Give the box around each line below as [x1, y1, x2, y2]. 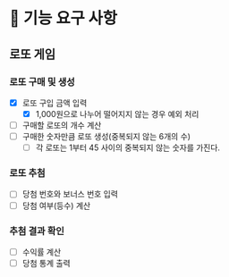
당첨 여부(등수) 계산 [21, 200, 91, 211]
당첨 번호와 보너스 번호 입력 [21, 189, 119, 199]
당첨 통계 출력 [21, 257, 71, 268]
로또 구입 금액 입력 [21, 97, 88, 108]
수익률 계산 [21, 247, 62, 257]
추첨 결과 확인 [9, 224, 65, 237]
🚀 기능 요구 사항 [9, 8, 118, 29]
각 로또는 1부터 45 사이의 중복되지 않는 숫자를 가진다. [35, 142, 221, 153]
